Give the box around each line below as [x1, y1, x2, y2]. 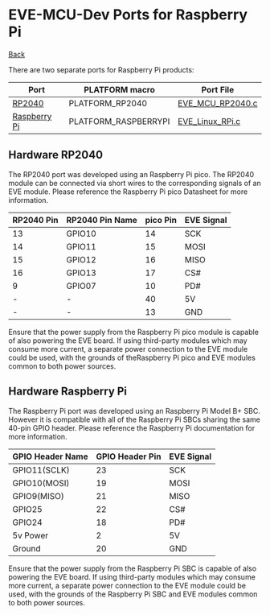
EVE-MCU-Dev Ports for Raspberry [8, 6, 247, 24]
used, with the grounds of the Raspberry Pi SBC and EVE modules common [8, 589, 258, 599]
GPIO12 [66, 254, 96, 265]
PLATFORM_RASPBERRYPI [68, 115, 170, 126]
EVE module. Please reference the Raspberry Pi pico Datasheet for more [8, 187, 248, 196]
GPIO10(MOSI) [12, 477, 70, 489]
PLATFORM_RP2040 [68, 97, 147, 109]
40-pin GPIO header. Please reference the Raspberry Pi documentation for [8, 423, 256, 432]
